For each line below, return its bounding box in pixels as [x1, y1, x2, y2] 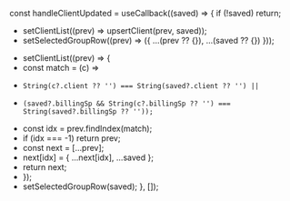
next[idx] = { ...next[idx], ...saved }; [22, 152, 155, 163]
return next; [22, 162, 67, 172]
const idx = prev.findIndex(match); [22, 123, 153, 134]
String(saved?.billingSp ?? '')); [22, 107, 154, 116]
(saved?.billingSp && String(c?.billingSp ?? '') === [22, 99, 231, 108]
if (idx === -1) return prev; [22, 133, 121, 144]
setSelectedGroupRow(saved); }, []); [22, 181, 159, 192]
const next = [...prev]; [22, 143, 105, 153]
